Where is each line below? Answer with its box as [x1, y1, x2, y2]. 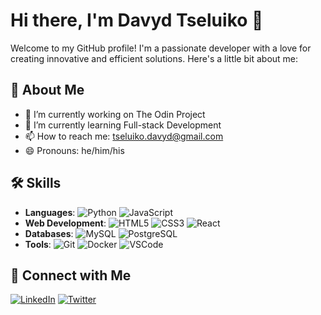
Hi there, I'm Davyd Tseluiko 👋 [10, 9, 264, 32]
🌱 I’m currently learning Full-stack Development [24, 119, 222, 131]
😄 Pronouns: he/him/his [24, 144, 125, 156]
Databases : [24, 227, 74, 239]
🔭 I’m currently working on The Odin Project [24, 108, 206, 120]
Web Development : [24, 217, 107, 229]
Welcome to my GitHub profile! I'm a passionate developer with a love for [10, 42, 312, 54]
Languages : [24, 206, 76, 218]
